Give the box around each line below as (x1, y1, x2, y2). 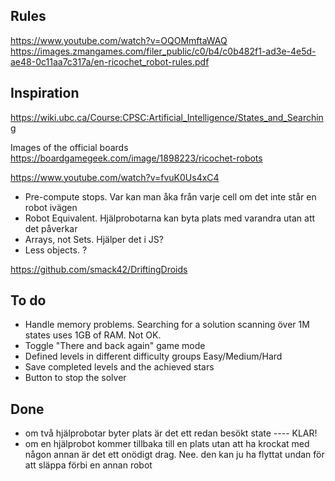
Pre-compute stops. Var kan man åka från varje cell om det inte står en (24, 190, 317, 203)
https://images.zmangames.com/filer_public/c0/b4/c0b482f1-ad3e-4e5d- (10, 45, 317, 57)
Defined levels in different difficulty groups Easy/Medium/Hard (24, 350, 283, 363)
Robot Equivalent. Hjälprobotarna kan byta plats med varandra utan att (24, 212, 316, 224)
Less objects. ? (24, 244, 88, 256)
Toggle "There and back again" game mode (24, 340, 206, 352)
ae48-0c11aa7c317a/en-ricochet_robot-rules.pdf (10, 55, 210, 68)
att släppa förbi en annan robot (24, 459, 153, 471)
